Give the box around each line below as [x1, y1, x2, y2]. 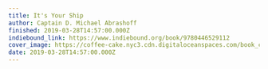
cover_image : [8, 41, 52, 49]
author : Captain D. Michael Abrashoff [8, 19, 137, 27]
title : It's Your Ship [8, 11, 84, 20]
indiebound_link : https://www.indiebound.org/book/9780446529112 [8, 33, 230, 42]
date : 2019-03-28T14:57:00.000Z [8, 48, 116, 56]
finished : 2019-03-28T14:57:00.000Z [8, 26, 130, 34]
